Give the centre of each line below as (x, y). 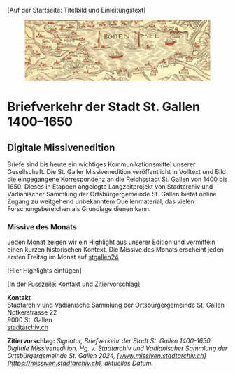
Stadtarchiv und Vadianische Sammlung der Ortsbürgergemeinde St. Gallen (116, 305)
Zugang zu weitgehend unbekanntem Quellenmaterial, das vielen (101, 201)
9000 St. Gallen (30, 320)
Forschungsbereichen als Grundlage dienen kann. (79, 208)
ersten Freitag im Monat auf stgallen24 (63, 257)
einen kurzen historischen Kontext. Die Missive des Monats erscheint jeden (115, 250)
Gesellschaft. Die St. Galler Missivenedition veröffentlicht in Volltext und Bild (116, 171)
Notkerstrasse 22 (32, 312)
